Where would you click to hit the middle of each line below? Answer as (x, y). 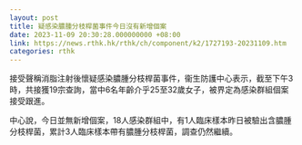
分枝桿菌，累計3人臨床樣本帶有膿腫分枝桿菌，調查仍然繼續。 (124, 131)
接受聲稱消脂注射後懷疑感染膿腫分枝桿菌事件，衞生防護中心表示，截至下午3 (151, 79)
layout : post (34, 18)
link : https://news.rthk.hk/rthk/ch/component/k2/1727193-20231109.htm (148, 43)
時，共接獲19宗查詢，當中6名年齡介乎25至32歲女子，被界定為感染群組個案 (149, 90)
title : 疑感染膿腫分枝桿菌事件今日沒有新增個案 (88, 26)
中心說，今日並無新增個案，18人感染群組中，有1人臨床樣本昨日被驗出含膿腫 (151, 121)
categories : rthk (42, 52)
